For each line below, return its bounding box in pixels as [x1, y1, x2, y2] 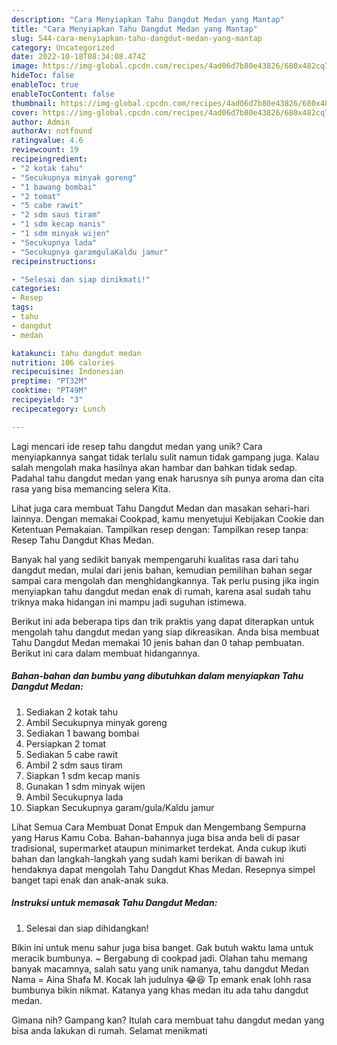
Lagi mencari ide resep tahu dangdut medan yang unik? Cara [11, 440, 263, 452]
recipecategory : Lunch [11, 404, 106, 414]
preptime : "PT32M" [11, 376, 88, 386]
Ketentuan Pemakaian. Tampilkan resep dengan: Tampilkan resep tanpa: [11, 523, 309, 535]
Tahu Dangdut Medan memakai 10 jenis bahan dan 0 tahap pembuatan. [11, 636, 305, 648]
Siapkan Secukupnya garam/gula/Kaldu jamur [25, 801, 215, 813]
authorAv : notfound [11, 126, 93, 136]
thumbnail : [11, 98, 57, 108]
